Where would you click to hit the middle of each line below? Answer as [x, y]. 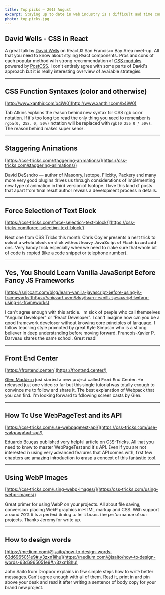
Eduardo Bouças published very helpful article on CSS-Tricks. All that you [79, 442]
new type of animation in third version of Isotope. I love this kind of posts [79, 185]
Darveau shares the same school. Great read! [51, 338]
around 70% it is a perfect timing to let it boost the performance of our [76, 514]
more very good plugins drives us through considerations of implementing [80, 180]
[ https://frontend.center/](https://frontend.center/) [56, 370]
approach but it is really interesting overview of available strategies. [73, 71]
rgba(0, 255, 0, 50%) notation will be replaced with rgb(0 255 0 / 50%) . [79, 123]
